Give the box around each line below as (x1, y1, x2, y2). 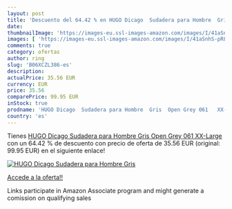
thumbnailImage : (7, 29, 54, 37)
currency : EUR (7, 81, 48, 88)
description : (7, 68, 45, 74)
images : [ (7, 36, 36, 43)
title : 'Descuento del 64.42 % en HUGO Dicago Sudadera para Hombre (7, 17, 212, 23)
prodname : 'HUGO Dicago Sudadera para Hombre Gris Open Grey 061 (7, 106, 209, 113)
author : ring (7, 55, 45, 62)
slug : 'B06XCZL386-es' (7, 61, 72, 68)
